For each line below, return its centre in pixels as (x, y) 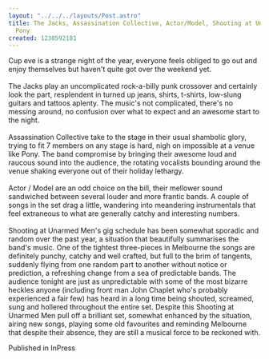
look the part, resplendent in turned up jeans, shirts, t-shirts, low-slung (125, 95)
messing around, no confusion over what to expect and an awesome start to (134, 112)
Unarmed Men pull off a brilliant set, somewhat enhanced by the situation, (130, 316)
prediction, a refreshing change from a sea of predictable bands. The (122, 273)
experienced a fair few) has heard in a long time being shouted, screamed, (131, 299)
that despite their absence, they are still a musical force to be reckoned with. (134, 333)
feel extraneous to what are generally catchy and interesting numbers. (124, 213)
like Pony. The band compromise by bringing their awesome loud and (123, 154)
